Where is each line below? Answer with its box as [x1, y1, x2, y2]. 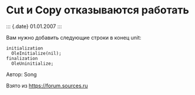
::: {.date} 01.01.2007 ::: [6, 23, 62, 30]
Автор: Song [6, 71, 37, 78]
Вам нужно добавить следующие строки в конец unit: [6, 34, 142, 41]
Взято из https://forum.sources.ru [6, 82, 88, 89]
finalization [6, 55, 38, 61]
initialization [6, 45, 43, 51]
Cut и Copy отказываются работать [6, 3, 190, 17]
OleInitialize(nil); [11, 50, 62, 56]
